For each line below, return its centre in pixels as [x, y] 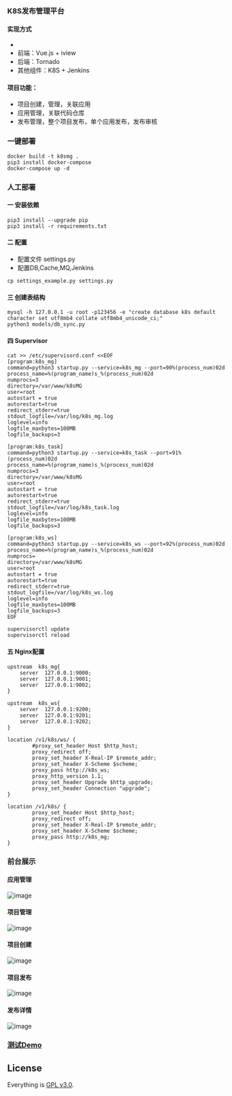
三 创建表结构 [26, 297]
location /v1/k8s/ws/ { [42, 740]
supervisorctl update [39, 629]
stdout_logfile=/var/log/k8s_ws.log [60, 593]
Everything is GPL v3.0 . [41, 1085]
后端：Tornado [39, 62]
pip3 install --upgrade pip [48, 220]
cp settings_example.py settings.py [60, 281]
